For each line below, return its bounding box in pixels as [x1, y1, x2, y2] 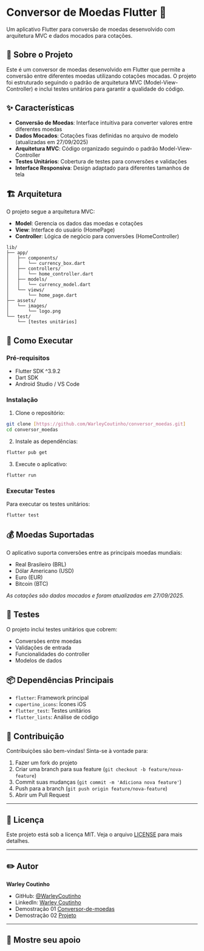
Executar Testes [6, 486, 56, 495]
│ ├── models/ [6, 276, 47, 283]
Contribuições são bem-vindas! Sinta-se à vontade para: [6, 747, 148, 755]
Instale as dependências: [15, 438, 78, 445]
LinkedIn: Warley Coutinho [15, 899, 81, 906]
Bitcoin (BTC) [15, 580, 49, 587]
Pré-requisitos [6, 354, 50, 362]
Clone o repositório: [15, 410, 65, 417]
